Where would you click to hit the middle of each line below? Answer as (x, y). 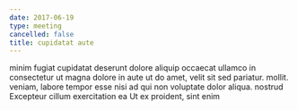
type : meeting (36, 26)
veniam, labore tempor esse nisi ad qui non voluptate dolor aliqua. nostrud (147, 87)
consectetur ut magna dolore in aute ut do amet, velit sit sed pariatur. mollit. (149, 78)
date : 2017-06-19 (42, 17)
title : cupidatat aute (52, 42)
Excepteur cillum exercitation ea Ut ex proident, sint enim (115, 97)
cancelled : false (42, 34)
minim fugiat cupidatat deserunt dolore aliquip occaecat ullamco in (133, 68)
